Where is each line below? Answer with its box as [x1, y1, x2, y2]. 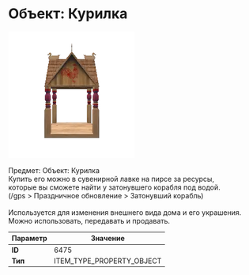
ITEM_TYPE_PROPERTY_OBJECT [54, 256, 162, 266]
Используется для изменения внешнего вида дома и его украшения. [8, 207, 242, 217]
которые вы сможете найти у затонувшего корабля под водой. [8, 183, 221, 192]
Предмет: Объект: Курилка [8, 165, 100, 175]
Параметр [11, 234, 47, 243]
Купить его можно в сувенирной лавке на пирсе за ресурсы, [8, 174, 215, 183]
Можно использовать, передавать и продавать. [8, 216, 171, 225]
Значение [90, 234, 125, 243]
